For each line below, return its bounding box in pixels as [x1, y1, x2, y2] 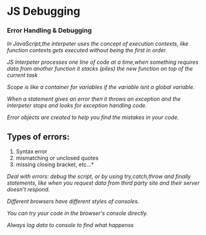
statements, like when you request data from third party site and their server [7, 179, 200, 187]
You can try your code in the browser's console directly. [7, 210, 149, 217]
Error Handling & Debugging [7, 26, 92, 35]
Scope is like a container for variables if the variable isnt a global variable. [7, 83, 195, 91]
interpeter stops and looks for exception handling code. [7, 102, 147, 109]
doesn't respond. [7, 186, 50, 193]
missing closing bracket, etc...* [15, 161, 94, 168]
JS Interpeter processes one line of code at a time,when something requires [7, 58, 199, 66]
